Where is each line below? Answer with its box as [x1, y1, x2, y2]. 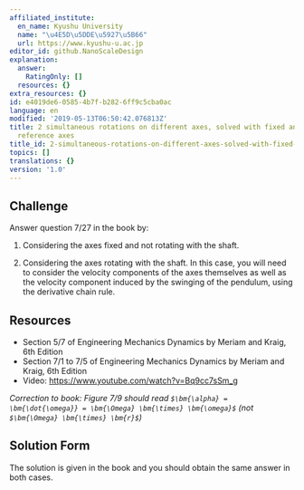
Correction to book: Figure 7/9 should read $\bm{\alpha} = [9, 393, 228, 403]
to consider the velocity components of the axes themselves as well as [22, 267, 287, 278]
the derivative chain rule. [22, 286, 116, 297]
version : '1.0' [9, 165, 67, 174]
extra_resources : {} [9, 89, 88, 98]
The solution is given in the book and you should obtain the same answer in [9, 462, 291, 473]
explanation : [9, 55, 59, 64]
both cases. [9, 472, 53, 483]
